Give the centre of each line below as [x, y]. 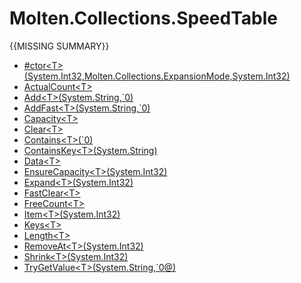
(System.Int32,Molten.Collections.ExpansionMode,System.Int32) [157, 76]
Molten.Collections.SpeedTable [143, 18]
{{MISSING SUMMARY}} [59, 46]
